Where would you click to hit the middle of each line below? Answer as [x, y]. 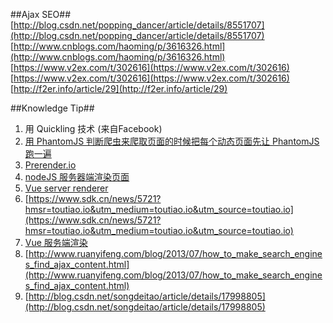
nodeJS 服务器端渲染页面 [77, 177]
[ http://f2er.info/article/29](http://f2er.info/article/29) [119, 88]
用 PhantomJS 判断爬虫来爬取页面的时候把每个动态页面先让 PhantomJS [172, 141]
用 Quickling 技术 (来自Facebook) [93, 128]
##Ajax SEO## [41, 14]
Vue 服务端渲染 [56, 242]
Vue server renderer [66, 188]
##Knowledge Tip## [52, 108]
